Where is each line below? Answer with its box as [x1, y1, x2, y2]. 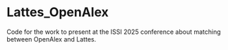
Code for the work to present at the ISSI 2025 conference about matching [6, 27, 222, 36]
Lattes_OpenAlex [6, 4, 109, 20]
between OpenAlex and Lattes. [6, 35, 97, 43]
